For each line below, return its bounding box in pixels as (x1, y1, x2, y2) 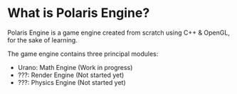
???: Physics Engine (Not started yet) (17, 78, 126, 86)
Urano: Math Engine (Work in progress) (17, 63, 133, 71)
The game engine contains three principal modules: (7, 49, 159, 58)
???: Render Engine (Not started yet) (17, 71, 125, 79)
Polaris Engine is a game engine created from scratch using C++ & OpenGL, (7, 28, 230, 37)
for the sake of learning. (7, 35, 78, 44)
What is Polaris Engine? (7, 5, 150, 21)
